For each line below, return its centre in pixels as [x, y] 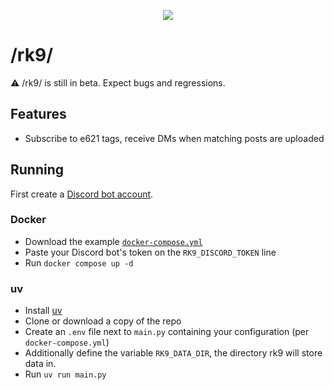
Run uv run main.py [65, 374]
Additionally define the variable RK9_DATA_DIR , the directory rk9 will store [173, 353]
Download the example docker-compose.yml [113, 241]
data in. [40, 364]
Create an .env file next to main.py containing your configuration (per [167, 332]
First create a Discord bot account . [82, 194]
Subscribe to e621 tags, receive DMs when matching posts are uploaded [174, 138]
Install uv [43, 311]
